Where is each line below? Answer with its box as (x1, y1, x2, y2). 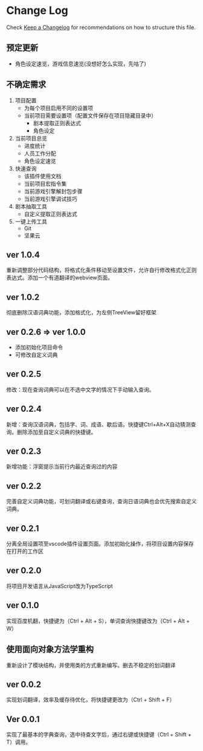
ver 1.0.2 (6, 292, 40, 302)
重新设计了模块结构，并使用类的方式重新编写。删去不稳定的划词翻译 (6, 661, 176, 669)
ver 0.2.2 (6, 481, 42, 491)
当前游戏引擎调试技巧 (24, 195, 77, 202)
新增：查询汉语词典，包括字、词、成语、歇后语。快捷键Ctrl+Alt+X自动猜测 (6, 420, 192, 428)
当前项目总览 (14, 134, 47, 142)
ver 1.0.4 (6, 250, 40, 260)
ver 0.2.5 (6, 369, 41, 379)
